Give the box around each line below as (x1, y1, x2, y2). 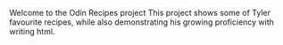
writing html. (9, 26, 55, 36)
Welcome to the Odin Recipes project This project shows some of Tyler (9, 8, 271, 18)
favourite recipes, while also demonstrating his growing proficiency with (9, 17, 275, 27)
